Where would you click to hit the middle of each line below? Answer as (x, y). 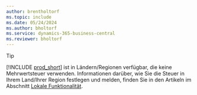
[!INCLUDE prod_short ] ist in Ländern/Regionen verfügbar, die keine (89, 67)
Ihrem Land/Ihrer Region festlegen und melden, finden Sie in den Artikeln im (99, 80)
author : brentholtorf (33, 12)
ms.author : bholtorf (32, 28)
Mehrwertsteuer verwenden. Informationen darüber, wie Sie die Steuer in (96, 73)
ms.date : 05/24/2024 (32, 22)
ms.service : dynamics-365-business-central (61, 34)
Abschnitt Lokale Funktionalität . (45, 86)
